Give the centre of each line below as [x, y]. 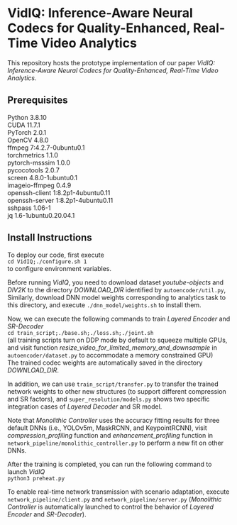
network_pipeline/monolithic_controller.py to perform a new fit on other [116, 443]
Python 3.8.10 [27, 117]
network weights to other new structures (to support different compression [117, 391]
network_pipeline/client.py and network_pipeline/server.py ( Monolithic [115, 499]
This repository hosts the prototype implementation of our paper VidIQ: [111, 62]
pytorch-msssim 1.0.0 [39, 162]
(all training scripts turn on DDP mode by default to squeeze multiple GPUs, [117, 340]
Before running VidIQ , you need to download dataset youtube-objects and [116, 282]
